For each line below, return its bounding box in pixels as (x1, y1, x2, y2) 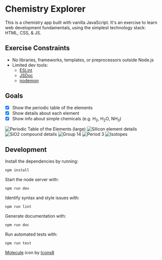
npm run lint (5, 204, 32, 209)
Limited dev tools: (12, 62, 48, 68)
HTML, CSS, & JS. (5, 30, 41, 36)
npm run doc (5, 223, 29, 227)
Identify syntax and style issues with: (5, 195, 80, 201)
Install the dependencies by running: (5, 158, 79, 164)
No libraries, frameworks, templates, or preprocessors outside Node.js (12, 57, 154, 63)
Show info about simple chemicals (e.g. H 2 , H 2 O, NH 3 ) (12, 115, 121, 123)
